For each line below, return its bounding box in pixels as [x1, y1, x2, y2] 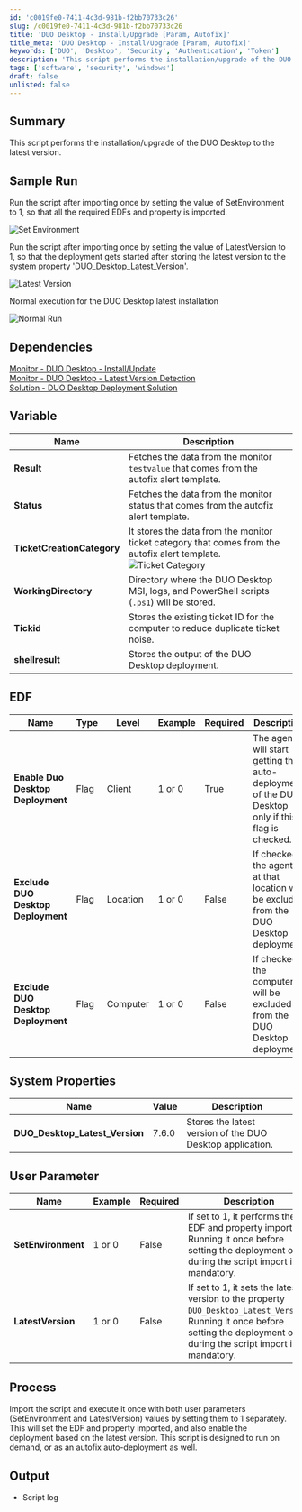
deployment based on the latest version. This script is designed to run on [9, 1433, 280, 1443]
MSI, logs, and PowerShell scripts [129, 584, 270, 597]
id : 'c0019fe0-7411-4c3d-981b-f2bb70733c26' [9, 13, 179, 23]
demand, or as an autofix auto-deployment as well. [9, 1442, 198, 1452]
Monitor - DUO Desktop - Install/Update [9, 363, 157, 374]
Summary [9, 114, 66, 129]
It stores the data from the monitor [129, 525, 273, 537]
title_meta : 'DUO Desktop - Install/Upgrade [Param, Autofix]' [9, 38, 252, 48]
